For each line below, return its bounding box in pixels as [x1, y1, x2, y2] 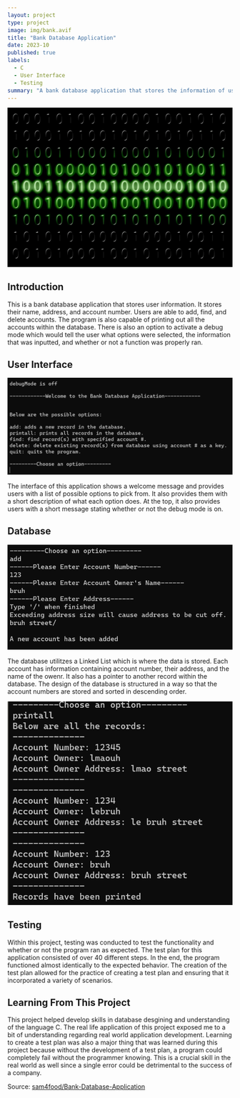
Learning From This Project [7, 997, 131, 1009]
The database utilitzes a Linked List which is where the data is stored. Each [7, 657, 229, 666]
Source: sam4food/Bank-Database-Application [7, 1082, 146, 1091]
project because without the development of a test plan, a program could [7, 1046, 223, 1054]
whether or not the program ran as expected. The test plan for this [7, 945, 202, 954]
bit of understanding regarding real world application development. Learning [7, 1031, 232, 1039]
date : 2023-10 [7, 41, 50, 49]
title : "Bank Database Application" [7, 34, 116, 41]
